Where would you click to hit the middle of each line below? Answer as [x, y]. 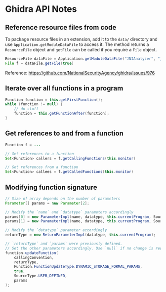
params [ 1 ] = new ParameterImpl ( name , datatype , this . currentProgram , [78, 221]
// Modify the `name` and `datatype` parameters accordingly [69, 212]
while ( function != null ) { [34, 104]
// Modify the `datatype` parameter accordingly [56, 230]
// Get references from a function [42, 167]
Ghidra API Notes [41, 9]
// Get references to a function [40, 154]
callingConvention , [34, 257]
